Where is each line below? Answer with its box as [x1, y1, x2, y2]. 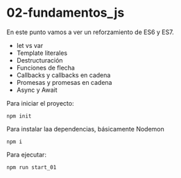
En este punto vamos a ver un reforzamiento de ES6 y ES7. [6, 28, 174, 36]
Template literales [16, 49, 67, 57]
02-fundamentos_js [6, 5, 125, 21]
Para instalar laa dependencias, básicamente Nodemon [6, 124, 164, 133]
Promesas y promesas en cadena [16, 78, 112, 86]
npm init [6, 113, 32, 120]
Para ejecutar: [6, 150, 46, 159]
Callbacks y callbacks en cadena [16, 71, 111, 79]
